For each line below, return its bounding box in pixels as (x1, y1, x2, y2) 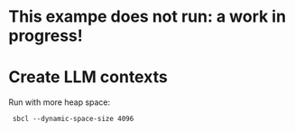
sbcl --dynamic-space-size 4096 (12, 115, 134, 124)
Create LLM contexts (8, 67, 168, 88)
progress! (8, 25, 83, 46)
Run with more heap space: (8, 97, 111, 108)
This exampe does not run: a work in (8, 6, 286, 27)
